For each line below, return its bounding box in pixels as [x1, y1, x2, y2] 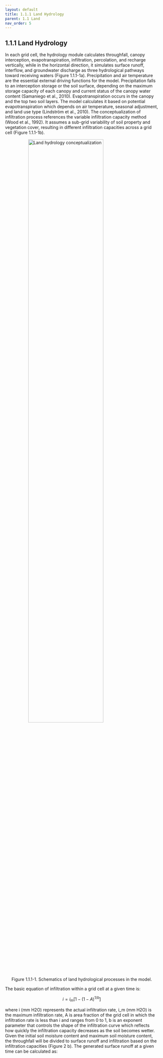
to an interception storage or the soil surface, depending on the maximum [5, 83, 153, 89]
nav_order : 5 [5, 21, 32, 26]
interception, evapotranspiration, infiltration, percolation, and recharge [5, 57, 146, 63]
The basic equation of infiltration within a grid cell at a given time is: [5, 986, 141, 992]
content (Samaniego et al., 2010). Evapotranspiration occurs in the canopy [5, 93, 154, 99]
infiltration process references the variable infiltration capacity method [5, 114, 147, 120]
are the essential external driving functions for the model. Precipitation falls [5, 78, 156, 83]
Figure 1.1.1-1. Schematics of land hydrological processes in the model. [11, 976, 152, 982]
